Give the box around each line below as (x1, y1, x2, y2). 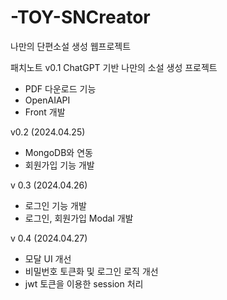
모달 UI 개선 (24, 252, 72, 265)
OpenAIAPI (24, 94, 71, 106)
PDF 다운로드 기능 (24, 82, 97, 95)
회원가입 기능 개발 (24, 159, 95, 171)
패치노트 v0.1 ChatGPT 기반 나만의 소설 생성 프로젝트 (10, 61, 218, 73)
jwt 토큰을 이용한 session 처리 (24, 277, 144, 290)
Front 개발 (24, 106, 66, 118)
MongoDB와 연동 (24, 146, 93, 158)
